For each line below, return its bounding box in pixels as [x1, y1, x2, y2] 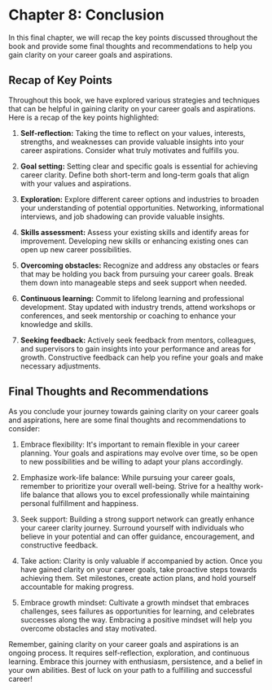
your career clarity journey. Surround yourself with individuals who [20, 522, 244, 532]
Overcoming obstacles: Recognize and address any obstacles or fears [20, 260, 259, 270]
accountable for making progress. [20, 582, 134, 592]
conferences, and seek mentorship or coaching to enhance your [20, 311, 236, 321]
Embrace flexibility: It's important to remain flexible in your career [20, 439, 240, 449]
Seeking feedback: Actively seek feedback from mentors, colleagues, [20, 335, 257, 345]
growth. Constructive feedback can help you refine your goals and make [20, 352, 264, 362]
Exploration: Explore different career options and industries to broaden [20, 194, 259, 204]
